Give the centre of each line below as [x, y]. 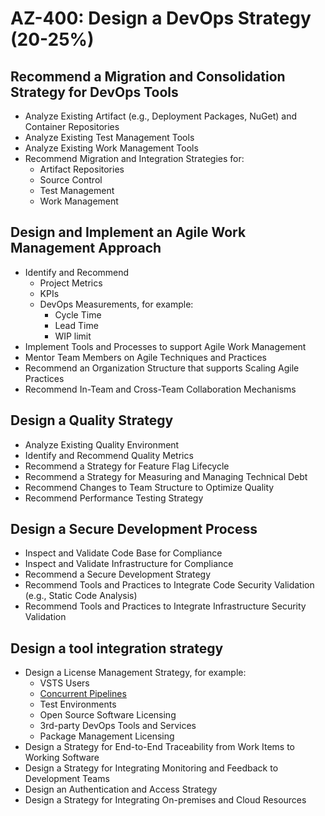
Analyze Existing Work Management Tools [111, 148]
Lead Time [76, 325]
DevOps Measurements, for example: [116, 304]
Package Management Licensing [107, 736]
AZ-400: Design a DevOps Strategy [161, 18]
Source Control [71, 180]
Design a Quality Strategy [92, 420]
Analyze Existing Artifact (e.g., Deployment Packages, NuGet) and [160, 116]
